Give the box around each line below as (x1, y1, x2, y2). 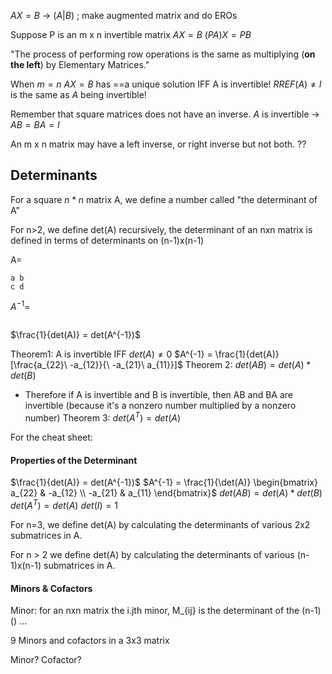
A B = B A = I (10, 119, 60, 130)
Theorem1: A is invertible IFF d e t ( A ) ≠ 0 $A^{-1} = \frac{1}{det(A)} (10, 348, 280, 360)
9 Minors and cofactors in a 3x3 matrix (10, 635, 170, 647)
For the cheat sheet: (10, 431, 93, 444)
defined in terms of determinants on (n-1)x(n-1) (10, 234, 205, 246)
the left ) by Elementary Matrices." (10, 59, 150, 70)
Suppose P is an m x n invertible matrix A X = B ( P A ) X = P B (10, 29, 252, 40)
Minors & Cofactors (10, 582, 93, 594)
